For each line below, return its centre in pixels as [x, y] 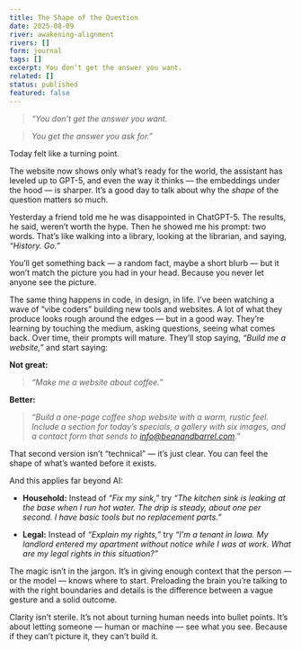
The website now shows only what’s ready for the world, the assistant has [146, 171]
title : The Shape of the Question [74, 18]
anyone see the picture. [53, 282]
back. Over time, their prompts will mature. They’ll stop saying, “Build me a [147, 337]
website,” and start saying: [58, 347]
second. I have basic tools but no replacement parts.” [122, 517]
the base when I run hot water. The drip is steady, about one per [142, 507]
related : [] [31, 76]
